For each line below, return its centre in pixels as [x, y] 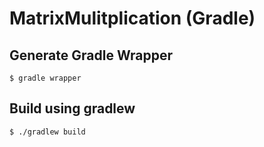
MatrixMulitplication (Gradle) [132, 18]
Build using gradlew [72, 108]
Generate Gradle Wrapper [91, 55]
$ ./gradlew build [47, 132]
